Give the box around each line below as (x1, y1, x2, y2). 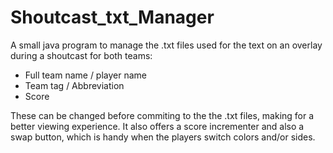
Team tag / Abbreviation (24, 79, 125, 91)
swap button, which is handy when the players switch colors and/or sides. (10, 131, 316, 143)
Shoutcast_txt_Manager (10, 6, 215, 29)
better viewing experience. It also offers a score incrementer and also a (10, 120, 305, 132)
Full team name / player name (24, 69, 148, 81)
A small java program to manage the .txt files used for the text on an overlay (10, 39, 323, 51)
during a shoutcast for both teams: (10, 49, 153, 61)
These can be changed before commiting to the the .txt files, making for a (10, 109, 315, 121)
